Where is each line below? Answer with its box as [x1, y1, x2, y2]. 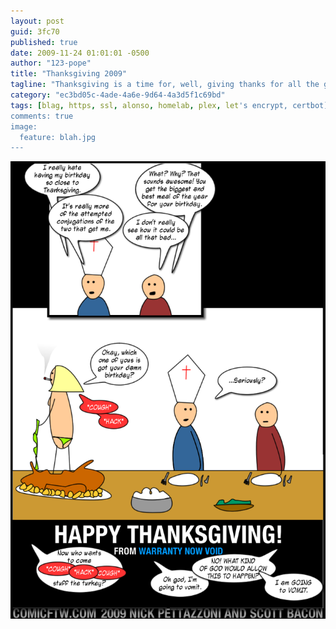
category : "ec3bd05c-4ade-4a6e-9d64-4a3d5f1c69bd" [10, 90, 226, 100]
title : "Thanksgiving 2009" [10, 69, 128, 79]
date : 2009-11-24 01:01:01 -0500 [10, 48, 150, 58]
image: [10, 121, 38, 132]
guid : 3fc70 [10, 26, 60, 37]
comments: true [10, 111, 74, 121]
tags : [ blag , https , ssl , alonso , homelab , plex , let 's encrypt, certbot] [10, 100, 329, 110]
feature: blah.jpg [19, 132, 97, 142]
